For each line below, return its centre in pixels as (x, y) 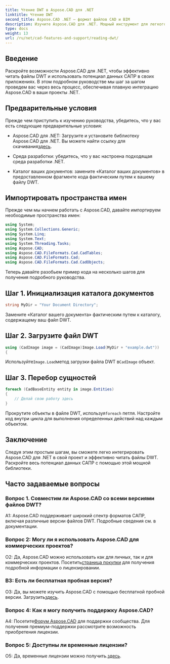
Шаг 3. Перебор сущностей (51, 378)
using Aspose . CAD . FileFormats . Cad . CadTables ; (54, 253)
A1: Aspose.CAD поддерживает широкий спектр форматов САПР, (75, 516)
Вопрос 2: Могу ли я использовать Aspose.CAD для (72, 540)
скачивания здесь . (32, 146)
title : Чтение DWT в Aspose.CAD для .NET (50, 10)
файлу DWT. (26, 182)
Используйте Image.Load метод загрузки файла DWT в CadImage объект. (80, 362)
